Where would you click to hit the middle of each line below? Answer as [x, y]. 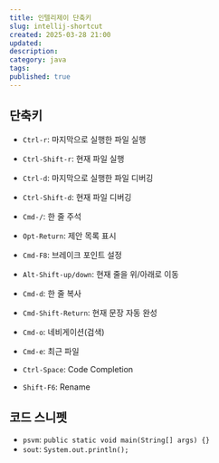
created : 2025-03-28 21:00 [60, 34]
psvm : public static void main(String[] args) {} [116, 439]
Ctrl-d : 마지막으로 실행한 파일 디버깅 [88, 178]
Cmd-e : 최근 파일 [51, 351]
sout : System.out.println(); [76, 449]
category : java [38, 60]
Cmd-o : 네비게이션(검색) [63, 332]
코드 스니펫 [38, 417]
